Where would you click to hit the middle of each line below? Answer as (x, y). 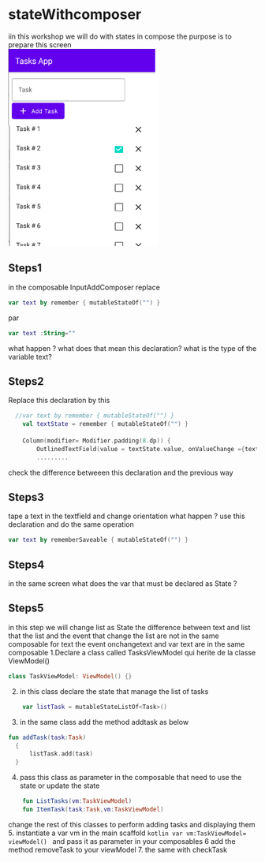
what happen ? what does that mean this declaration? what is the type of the (132, 348)
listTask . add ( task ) (61, 754)
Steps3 (26, 497)
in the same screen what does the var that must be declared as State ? (123, 584)
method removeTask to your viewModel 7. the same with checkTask (118, 849)
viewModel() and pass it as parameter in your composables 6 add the (122, 841)
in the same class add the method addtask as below (104, 722)
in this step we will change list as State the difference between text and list (129, 627)
